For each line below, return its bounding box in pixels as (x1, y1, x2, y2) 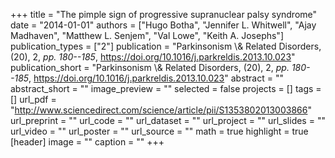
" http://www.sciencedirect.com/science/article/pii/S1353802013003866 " (10, 104, 312, 116)
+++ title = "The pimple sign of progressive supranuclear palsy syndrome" (10, 9, 318, 20)
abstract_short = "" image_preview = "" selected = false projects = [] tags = (10, 83, 322, 94)
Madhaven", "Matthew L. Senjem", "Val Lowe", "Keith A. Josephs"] (10, 30, 285, 41)
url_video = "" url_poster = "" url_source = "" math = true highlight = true (10, 125, 309, 137)
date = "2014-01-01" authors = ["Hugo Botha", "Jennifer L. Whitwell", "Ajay (10, 19, 317, 31)
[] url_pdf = (10, 94, 57, 105)
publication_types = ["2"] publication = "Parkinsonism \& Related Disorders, (10, 40, 322, 52)
